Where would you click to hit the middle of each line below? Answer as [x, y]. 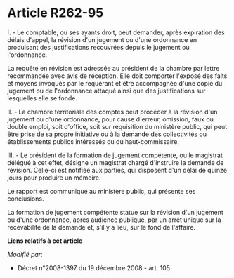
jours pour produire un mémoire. [54, 178]
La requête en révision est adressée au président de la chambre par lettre [113, 68]
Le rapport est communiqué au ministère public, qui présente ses [102, 191]
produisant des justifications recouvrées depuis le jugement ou [98, 47]
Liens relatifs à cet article [45, 241]
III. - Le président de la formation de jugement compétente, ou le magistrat [115, 155]
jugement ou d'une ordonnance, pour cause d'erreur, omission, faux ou [111, 119]
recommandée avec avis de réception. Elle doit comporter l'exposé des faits [117, 76]
